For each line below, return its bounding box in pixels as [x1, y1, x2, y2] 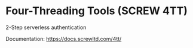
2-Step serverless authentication [5, 24, 87, 31]
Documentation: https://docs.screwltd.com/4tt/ [5, 35, 122, 42]
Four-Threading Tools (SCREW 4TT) [5, 4, 188, 18]
